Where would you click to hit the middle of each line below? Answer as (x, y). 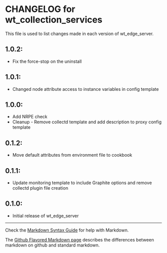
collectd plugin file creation (40, 188)
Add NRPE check (30, 117)
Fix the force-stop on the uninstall (47, 61)
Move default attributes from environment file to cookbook (72, 155)
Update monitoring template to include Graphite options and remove (82, 183)
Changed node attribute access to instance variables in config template (85, 89)
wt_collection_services (54, 20)
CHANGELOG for (40, 9)
